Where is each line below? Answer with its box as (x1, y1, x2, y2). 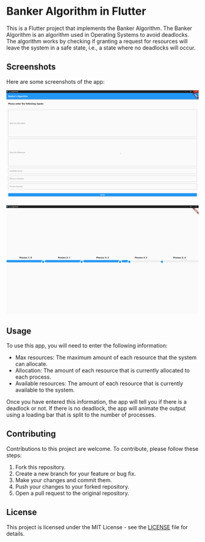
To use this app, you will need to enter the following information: (6, 342, 168, 349)
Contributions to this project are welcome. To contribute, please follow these (6, 445, 199, 452)
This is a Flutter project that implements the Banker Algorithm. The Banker (6, 24, 192, 32)
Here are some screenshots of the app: (6, 78, 105, 85)
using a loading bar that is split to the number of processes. (6, 411, 156, 418)
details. (6, 530, 25, 537)
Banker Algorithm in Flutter (6, 4, 146, 18)
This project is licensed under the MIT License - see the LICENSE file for (6, 523, 188, 530)
